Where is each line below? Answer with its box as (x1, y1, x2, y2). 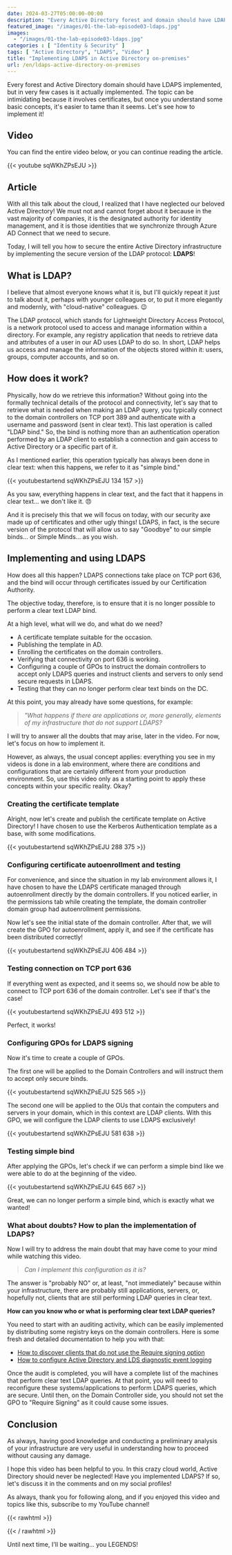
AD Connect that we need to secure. (7, 229, 111, 237)
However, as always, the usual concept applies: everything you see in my (7, 752, 215, 761)
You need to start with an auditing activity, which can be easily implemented (7, 1320, 224, 1329)
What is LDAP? (7, 270, 72, 282)
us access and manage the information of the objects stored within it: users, (7, 346, 224, 354)
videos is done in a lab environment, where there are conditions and (7, 760, 200, 768)
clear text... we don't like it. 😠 (7, 497, 92, 505)
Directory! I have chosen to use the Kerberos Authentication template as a (7, 822, 217, 830)
